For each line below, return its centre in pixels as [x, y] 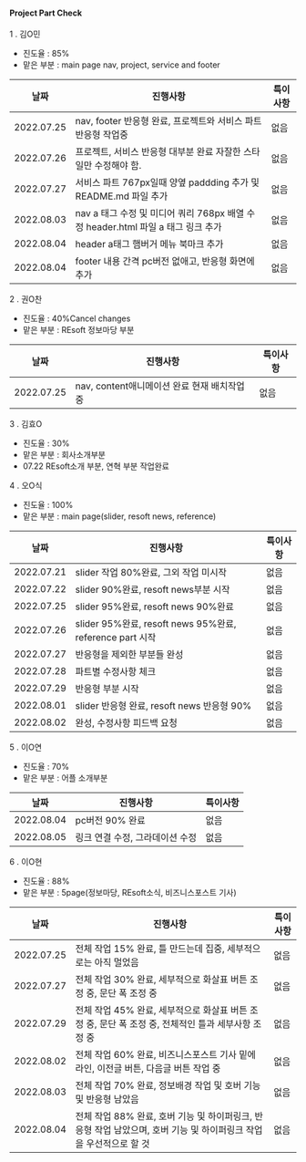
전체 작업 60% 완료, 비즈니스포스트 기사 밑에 [166, 1055]
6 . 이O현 [26, 862]
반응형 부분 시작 [107, 689]
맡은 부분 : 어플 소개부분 [65, 778]
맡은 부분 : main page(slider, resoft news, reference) [119, 516]
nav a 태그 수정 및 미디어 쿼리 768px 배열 [160, 213]
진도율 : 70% [46, 767]
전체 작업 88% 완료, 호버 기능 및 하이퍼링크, [164, 1116]
